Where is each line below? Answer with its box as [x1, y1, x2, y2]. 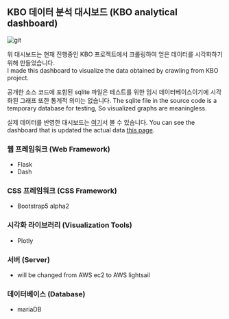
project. [7, 73, 29, 82]
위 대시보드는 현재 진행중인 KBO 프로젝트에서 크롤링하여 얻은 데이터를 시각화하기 [7, 50, 223, 58]
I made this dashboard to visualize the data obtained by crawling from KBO [7, 66, 219, 74]
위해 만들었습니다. [7, 58, 56, 67]
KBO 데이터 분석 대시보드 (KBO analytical [7, 6, 178, 19]
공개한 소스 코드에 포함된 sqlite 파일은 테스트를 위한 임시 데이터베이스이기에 [7, 88, 209, 96]
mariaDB [16, 305, 42, 314]
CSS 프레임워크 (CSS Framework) [7, 186, 118, 196]
